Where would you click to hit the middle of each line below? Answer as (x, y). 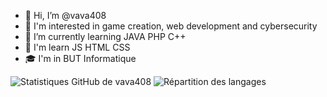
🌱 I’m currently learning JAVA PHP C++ (105, 36)
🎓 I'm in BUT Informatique (80, 58)
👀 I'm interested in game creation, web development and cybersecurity (171, 26)
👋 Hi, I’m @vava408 (65, 15)
